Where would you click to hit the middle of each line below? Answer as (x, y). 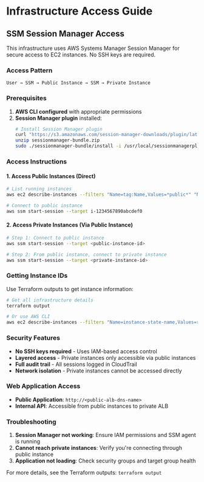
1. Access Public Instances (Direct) (51, 176)
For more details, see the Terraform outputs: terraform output (84, 473)
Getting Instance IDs (37, 276)
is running (28, 441)
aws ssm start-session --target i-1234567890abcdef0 (74, 211)
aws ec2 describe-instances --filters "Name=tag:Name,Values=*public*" (99, 195)
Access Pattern (29, 70)
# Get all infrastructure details (50, 300)
